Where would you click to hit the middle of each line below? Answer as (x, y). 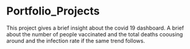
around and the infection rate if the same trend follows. (76, 41)
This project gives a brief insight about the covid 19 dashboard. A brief (95, 28)
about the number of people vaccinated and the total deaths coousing (95, 34)
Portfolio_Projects (53, 11)
